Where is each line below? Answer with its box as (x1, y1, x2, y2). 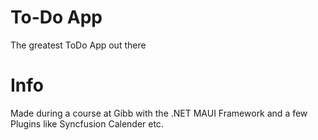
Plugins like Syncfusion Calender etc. (10, 117, 164, 130)
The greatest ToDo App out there (10, 39, 147, 51)
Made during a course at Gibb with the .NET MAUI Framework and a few (10, 107, 308, 119)
